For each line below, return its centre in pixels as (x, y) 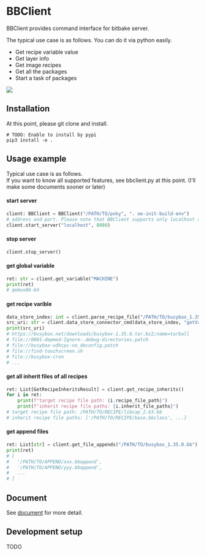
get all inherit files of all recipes (47, 376)
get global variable (31, 266)
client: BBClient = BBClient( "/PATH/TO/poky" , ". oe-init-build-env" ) (98, 213)
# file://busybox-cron (35, 357)
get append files (27, 432)
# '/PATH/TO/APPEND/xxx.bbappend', (54, 462)
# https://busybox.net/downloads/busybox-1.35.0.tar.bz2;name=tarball (98, 334)
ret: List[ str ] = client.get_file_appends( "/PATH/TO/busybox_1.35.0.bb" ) (102, 445)
